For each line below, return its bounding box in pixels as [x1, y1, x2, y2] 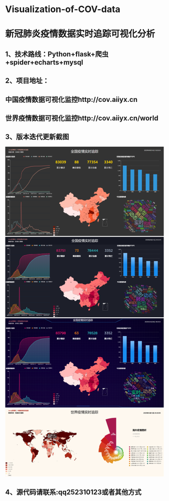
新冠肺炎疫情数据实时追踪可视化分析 [5, 28, 155, 40]
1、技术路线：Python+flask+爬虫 [5, 49, 109, 59]
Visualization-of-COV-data [5, 4, 121, 15]
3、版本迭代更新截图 [5, 133, 69, 141]
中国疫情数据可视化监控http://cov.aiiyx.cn [5, 95, 138, 104]
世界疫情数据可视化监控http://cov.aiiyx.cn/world [5, 114, 158, 122]
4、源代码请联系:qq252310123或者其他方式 [5, 488, 142, 496]
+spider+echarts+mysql [5, 58, 83, 67]
